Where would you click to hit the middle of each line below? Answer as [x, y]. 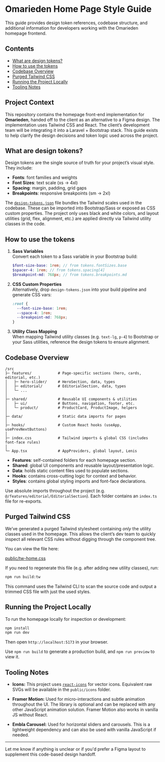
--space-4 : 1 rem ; [35, 313]
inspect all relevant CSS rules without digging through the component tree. [81, 539]
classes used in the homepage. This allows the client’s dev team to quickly [81, 534]
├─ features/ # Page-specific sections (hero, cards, [73, 373]
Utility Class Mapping [35, 331]
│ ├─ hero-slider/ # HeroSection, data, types [60, 382]
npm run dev [17, 633]
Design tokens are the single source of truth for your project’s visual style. [80, 163]
